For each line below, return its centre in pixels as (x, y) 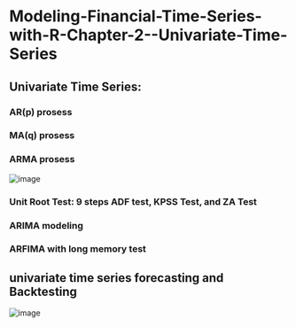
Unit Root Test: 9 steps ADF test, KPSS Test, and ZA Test (133, 201)
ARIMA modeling (47, 225)
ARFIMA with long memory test (78, 249)
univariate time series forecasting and (117, 278)
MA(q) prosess (42, 136)
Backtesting (43, 291)
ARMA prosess (42, 160)
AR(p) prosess (41, 112)
